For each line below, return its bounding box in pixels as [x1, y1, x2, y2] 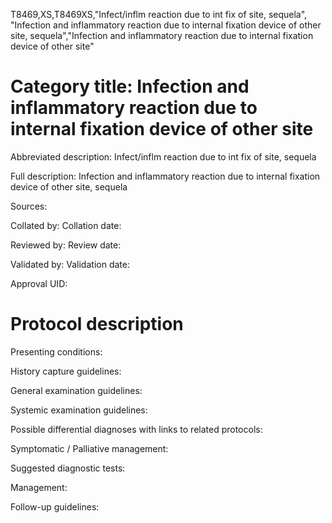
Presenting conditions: [10, 345, 103, 358]
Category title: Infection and [10, 75, 250, 98]
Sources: [10, 200, 48, 212]
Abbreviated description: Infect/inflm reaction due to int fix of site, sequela [10, 150, 317, 163]
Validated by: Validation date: [10, 258, 130, 270]
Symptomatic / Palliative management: [10, 442, 169, 454]
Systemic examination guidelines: [10, 404, 148, 416]
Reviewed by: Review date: [10, 239, 122, 251]
